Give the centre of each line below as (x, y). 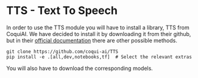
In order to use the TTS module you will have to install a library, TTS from (98, 27)
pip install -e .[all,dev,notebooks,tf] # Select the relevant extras (99, 57)
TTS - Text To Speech (62, 11)
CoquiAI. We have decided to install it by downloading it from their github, (99, 34)
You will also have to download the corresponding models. (80, 68)
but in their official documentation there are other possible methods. (92, 40)
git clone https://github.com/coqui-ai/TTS (62, 51)
